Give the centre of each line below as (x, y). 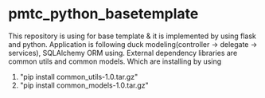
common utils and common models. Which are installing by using (115, 61)
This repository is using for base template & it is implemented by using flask (132, 36)
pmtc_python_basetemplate (103, 14)
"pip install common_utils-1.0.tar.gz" (79, 76)
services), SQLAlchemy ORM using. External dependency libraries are (123, 53)
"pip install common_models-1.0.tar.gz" (84, 85)
